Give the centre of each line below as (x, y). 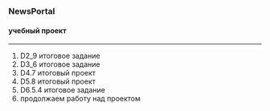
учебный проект (37, 31)
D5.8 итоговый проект (58, 81)
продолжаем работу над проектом (80, 99)
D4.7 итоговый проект (58, 73)
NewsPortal (32, 11)
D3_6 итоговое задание (60, 64)
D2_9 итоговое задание (60, 56)
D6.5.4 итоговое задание (63, 90)
